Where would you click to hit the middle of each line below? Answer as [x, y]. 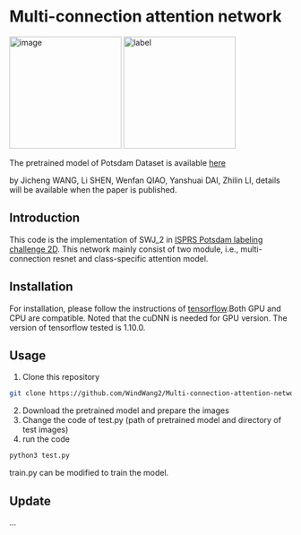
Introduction [45, 218]
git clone [28, 393]
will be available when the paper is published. [93, 189]
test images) [45, 430]
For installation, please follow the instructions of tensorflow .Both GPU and [145, 308]
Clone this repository [61, 377]
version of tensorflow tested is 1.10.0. [77, 327]
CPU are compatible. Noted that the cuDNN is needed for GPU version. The [149, 318]
